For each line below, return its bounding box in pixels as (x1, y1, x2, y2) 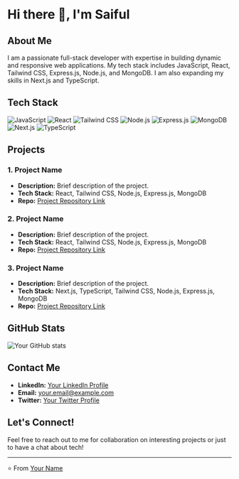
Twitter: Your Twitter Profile (17, 396, 100, 404)
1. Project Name (7, 165, 63, 175)
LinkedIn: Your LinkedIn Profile (17, 380, 109, 389)
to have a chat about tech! (7, 443, 84, 451)
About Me (7, 35, 52, 47)
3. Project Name (7, 263, 64, 273)
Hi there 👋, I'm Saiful (7, 6, 130, 23)
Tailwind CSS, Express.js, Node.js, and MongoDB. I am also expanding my (7, 69, 224, 77)
